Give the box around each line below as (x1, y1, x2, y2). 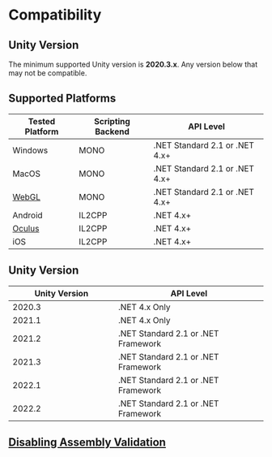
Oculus (12, 222, 40, 234)
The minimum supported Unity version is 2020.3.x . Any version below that (8, 59, 258, 69)
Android (12, 209, 43, 221)
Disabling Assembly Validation (8, 436, 166, 450)
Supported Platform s (8, 92, 117, 106)
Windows (12, 144, 49, 156)
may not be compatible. (8, 68, 87, 78)
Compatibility (8, 6, 102, 24)
